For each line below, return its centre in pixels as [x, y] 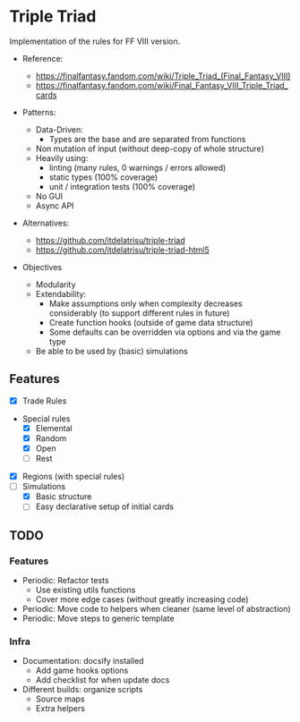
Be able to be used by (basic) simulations [111, 351]
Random [51, 438]
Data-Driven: [59, 129]
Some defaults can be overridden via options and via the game [165, 332]
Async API [55, 205]
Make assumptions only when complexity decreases [146, 303]
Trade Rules [44, 401]
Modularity [56, 285]
